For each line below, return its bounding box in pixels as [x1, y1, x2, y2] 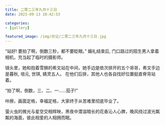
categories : [5, 21, 29, 26]
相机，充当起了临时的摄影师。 [5, 55, 65, 61]
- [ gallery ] [5, 25, 29, 30]
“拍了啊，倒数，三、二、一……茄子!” [5, 88, 78, 94]
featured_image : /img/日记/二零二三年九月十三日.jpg [5, 34, 107, 39]
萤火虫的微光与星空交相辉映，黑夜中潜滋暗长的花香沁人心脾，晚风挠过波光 [5, 109, 156, 115]
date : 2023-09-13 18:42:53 [5, 12, 60, 17]
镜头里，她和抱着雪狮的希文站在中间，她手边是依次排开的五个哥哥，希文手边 [5, 65, 160, 71]
